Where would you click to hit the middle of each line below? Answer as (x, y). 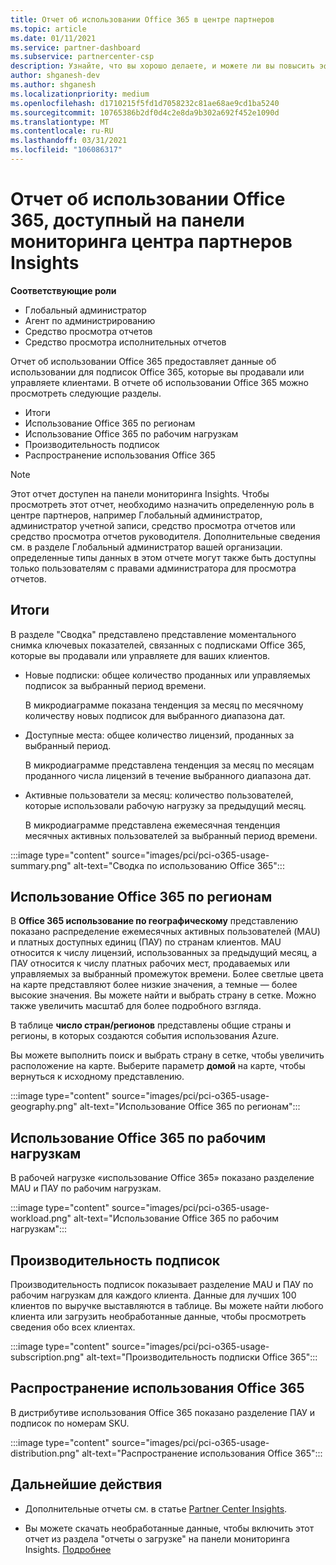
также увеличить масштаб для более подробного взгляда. (136, 1006)
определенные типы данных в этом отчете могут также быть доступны (163, 557)
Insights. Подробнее (68, 1549)
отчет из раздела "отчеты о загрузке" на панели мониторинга (157, 1538)
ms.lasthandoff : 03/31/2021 (69, 141)
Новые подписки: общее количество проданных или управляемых (168, 675)
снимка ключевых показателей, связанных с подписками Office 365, (158, 645)
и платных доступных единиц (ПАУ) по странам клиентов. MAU (146, 942)
